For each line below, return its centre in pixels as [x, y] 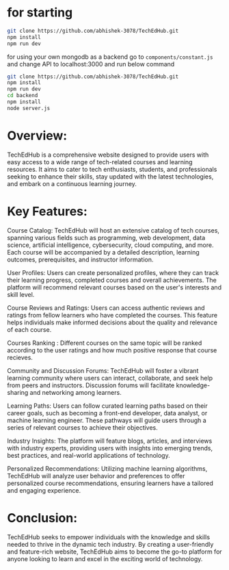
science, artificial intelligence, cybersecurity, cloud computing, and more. [110, 245]
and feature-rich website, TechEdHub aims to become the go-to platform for [114, 552]
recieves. [20, 357]
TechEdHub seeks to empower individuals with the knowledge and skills [109, 537]
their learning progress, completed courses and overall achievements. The [112, 280]
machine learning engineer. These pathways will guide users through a [107, 420]
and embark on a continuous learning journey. [72, 183]
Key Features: [47, 211]
